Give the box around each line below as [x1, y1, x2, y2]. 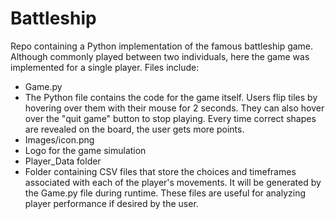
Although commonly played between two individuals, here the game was [10, 50, 310, 62]
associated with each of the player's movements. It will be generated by [24, 176, 322, 188]
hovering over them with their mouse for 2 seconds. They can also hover [24, 102, 325, 114]
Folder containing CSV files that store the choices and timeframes [24, 165, 297, 177]
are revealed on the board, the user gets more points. [24, 123, 245, 135]
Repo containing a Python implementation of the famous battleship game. [10, 40, 314, 52]
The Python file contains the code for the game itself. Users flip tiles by [24, 91, 318, 103]
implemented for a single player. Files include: [10, 61, 200, 73]
